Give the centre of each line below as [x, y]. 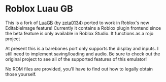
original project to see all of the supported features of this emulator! [76, 59]
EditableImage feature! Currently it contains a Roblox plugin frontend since [83, 28]
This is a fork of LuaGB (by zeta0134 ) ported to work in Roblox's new [77, 23]
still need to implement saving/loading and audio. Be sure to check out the [83, 54]
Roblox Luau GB [39, 9]
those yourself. [21, 74]
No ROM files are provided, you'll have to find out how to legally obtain [79, 69]
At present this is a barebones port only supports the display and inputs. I [82, 48]
